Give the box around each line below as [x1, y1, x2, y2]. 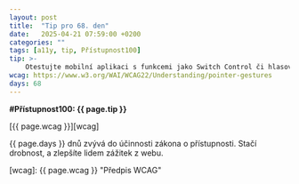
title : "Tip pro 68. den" [9, 21, 109, 30]
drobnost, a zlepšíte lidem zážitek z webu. [9, 148, 164, 158]
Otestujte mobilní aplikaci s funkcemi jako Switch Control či [25, 63, 265, 72]
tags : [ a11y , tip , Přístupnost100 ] [9, 46, 141, 55]
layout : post [9, 12, 58, 22]
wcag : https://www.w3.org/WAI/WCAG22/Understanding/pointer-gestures [9, 71, 273, 80]
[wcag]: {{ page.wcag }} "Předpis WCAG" [9, 164, 162, 175]
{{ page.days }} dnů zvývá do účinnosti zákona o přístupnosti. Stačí [9, 138, 257, 148]
